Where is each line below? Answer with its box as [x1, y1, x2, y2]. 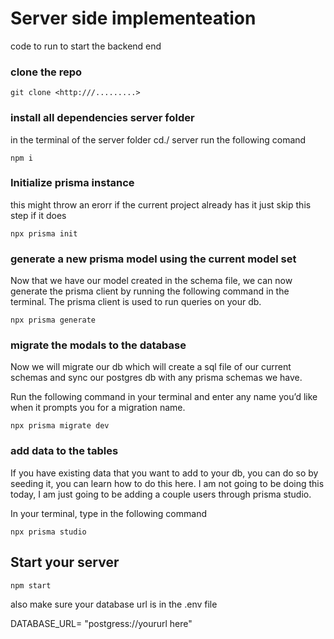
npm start [10, 580, 52, 591]
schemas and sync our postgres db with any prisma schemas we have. [10, 372, 303, 384]
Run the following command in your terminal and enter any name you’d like [10, 391, 318, 403]
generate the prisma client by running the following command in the [10, 285, 290, 297]
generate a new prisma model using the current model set [10, 252, 297, 266]
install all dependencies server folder [10, 111, 195, 125]
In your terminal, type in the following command [10, 507, 207, 519]
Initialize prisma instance [10, 176, 135, 190]
